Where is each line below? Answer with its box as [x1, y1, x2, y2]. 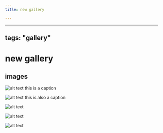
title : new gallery [5, 7, 45, 12]
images [5, 72, 28, 80]
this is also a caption [24, 95, 65, 101]
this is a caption [24, 85, 57, 91]
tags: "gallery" [5, 34, 51, 42]
